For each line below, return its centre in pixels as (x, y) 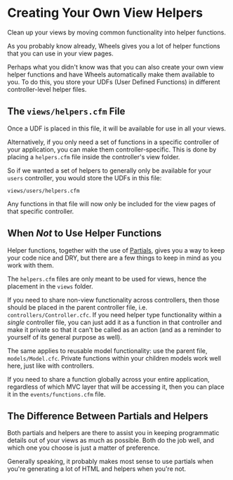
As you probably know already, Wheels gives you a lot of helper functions (114, 46)
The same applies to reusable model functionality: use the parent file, (107, 351)
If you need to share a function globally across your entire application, (108, 379)
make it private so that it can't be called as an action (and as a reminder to (114, 329)
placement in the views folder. (50, 286)
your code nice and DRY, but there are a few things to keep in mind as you (115, 258)
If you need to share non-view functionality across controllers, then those (113, 300)
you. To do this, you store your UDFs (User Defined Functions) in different (114, 81)
